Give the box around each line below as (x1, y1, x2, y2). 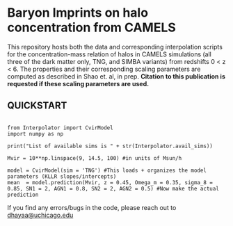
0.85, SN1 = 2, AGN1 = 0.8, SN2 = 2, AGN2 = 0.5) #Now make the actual (7, 185, 219, 192)
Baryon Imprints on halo (7, 5, 148, 21)
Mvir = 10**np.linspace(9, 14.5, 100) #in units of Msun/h (7, 154, 182, 161)
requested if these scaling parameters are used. (7, 79, 150, 88)
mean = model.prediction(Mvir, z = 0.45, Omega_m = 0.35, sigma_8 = (7, 179, 214, 186)
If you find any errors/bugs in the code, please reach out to (7, 203, 177, 211)
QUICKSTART (7, 99, 67, 112)
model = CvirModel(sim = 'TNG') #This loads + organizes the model (7, 167, 207, 174)
